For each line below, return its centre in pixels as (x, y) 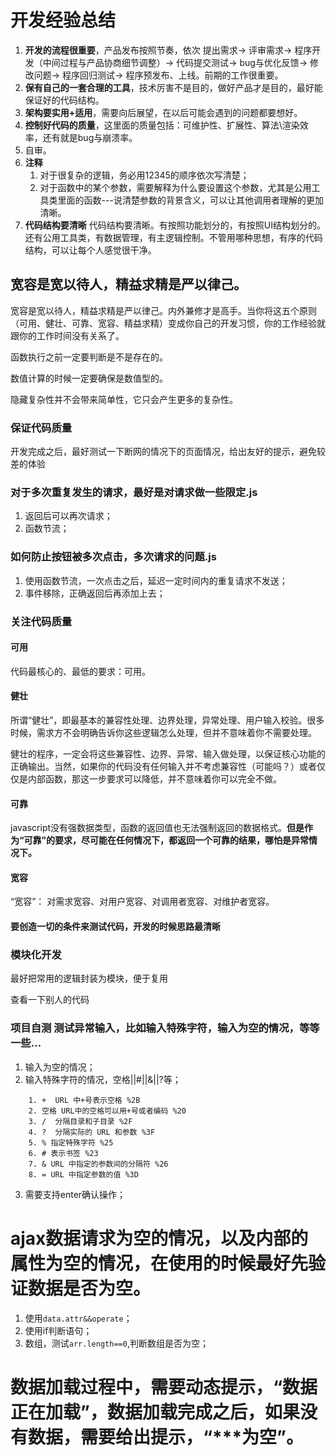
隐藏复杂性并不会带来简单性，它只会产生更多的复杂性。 (124, 399)
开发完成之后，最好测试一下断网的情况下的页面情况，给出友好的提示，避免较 (168, 452)
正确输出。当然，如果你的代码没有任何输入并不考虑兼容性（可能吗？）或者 (163, 766)
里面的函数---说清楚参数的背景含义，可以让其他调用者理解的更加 (190, 200)
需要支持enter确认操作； (75, 1194)
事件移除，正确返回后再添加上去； (95, 593)
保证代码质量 (41, 428)
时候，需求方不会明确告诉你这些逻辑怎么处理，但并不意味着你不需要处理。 (163, 732)
